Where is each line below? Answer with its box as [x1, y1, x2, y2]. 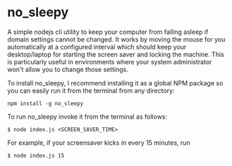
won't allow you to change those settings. [7, 65, 128, 73]
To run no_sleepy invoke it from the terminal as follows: [7, 112, 168, 121]
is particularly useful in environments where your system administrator [7, 57, 212, 66]
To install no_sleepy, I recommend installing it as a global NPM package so [7, 78, 224, 87]
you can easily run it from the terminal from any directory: [7, 86, 175, 95]
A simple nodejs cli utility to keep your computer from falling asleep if [7, 28, 209, 36]
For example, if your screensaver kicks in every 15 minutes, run [7, 138, 190, 147]
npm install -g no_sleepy [7, 100, 83, 107]
